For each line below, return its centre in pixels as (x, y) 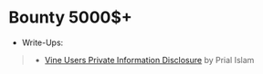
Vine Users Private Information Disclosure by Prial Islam (149, 60)
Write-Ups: (42, 42)
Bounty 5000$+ (71, 18)
